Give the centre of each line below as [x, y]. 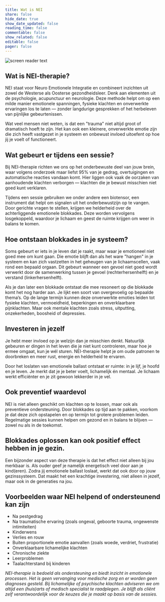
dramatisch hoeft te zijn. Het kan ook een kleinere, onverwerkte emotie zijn [81, 129]
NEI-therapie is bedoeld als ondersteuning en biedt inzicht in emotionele [79, 573]
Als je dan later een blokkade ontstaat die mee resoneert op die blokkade [79, 287]
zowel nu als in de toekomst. [34, 425]
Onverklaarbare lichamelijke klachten [50, 548]
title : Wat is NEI [24, 10]
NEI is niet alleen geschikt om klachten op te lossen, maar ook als [71, 404]
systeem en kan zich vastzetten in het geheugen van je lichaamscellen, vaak [83, 262]
